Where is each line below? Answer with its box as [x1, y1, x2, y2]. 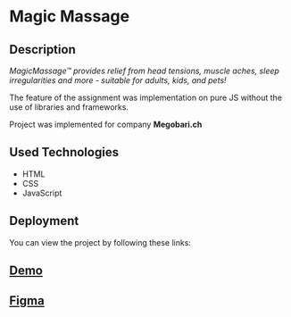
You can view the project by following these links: [9, 237, 192, 247]
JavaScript [21, 188, 62, 198]
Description [9, 42, 76, 57]
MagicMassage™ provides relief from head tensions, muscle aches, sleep [9, 65, 279, 76]
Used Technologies [9, 145, 119, 160]
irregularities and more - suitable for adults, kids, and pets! [9, 75, 227, 86]
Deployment [9, 213, 79, 229]
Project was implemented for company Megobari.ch [9, 119, 203, 129]
